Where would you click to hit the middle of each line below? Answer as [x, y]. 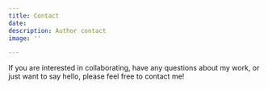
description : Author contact [57, 30]
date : [17, 23]
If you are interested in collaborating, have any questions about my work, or [134, 68]
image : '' [25, 38]
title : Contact [34, 16]
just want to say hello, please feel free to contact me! [96, 76]
